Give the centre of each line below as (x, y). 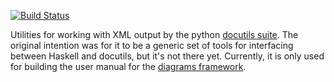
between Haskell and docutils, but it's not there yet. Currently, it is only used (167, 56)
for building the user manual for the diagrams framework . (128, 66)
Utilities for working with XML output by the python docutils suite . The (154, 34)
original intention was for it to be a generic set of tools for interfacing (152, 45)
